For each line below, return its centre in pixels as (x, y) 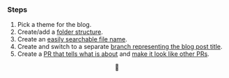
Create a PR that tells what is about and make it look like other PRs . (113, 54)
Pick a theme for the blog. (54, 25)
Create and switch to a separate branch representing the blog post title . (120, 47)
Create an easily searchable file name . (72, 39)
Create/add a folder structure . (60, 32)
